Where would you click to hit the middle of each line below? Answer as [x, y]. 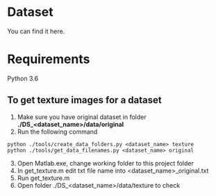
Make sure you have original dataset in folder [82, 117]
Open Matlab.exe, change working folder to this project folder [106, 163]
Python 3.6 [23, 78]
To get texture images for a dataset [84, 100]
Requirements [49, 59]
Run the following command [57, 132]
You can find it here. [36, 31]
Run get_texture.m [43, 178]
